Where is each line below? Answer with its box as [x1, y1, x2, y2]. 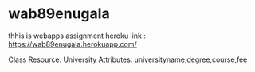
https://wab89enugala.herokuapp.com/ [8, 39, 137, 48]
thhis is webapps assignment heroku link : [8, 31, 146, 40]
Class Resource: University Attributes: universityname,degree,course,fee [8, 55, 248, 64]
